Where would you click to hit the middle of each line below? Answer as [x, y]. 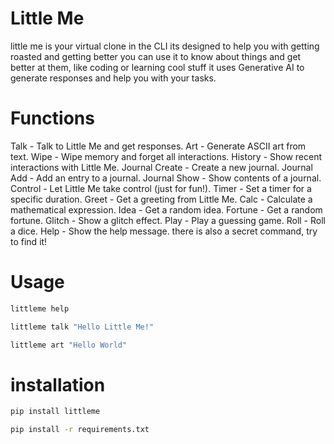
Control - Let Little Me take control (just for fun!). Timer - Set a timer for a [161, 188]
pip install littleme [55, 412]
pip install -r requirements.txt [80, 430]
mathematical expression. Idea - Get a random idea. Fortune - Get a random [166, 209]
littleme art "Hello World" [69, 345]
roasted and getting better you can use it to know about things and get [156, 56]
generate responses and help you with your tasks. [113, 78]
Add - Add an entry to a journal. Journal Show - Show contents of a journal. [166, 178]
